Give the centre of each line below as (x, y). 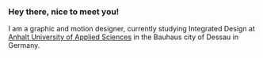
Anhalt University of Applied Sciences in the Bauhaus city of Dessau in (124, 37)
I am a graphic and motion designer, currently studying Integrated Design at (132, 29)
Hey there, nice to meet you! (64, 12)
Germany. (24, 45)
